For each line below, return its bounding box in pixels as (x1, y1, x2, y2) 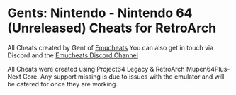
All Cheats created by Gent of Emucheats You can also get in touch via (7, 43, 214, 52)
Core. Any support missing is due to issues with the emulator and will (22, 72, 225, 81)
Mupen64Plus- (186, 65, 230, 73)
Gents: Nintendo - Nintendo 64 (7, 5, 193, 21)
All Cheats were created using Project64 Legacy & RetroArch (7, 65, 186, 73)
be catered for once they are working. (7, 79, 118, 88)
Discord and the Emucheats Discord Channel (7, 51, 138, 60)
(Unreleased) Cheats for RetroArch (7, 20, 217, 36)
